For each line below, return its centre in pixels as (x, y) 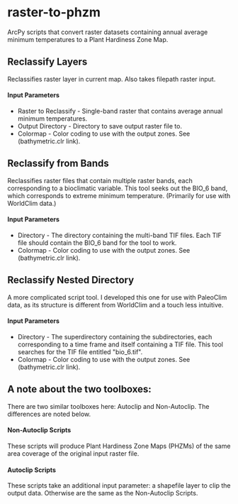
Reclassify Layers (47, 62)
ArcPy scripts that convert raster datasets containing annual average (108, 32)
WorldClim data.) (32, 203)
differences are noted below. (49, 414)
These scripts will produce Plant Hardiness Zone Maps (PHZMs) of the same (119, 446)
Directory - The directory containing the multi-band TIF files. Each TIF (119, 235)
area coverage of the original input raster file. (73, 454)
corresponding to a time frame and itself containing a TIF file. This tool (120, 344)
